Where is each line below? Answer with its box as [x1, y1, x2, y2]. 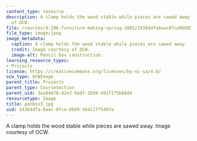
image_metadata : [6, 36, 46, 42]
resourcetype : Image [6, 95, 57, 101]
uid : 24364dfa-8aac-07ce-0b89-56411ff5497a [6, 106, 114, 112]
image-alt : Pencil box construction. [11, 52, 104, 58]
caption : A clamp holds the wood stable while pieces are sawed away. [11, 42, 188, 47]
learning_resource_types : [6, 57, 69, 63]
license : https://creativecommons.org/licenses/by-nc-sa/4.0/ [6, 68, 161, 74]
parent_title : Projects [6, 80, 64, 85]
